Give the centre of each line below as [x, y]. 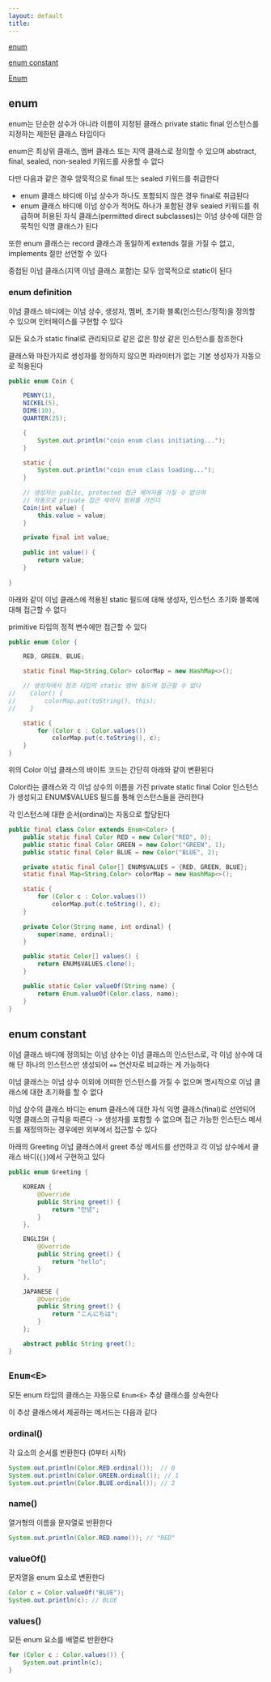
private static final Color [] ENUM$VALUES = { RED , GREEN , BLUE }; [135, 867]
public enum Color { [43, 642]
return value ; [61, 560]
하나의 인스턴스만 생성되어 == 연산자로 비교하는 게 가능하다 [118, 1065]
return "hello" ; [79, 1262]
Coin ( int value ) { [54, 507]
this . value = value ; [72, 516]
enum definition [40, 293]
